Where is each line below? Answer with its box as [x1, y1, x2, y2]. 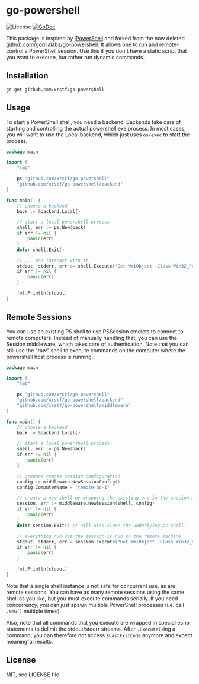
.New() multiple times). [6, 607, 61, 615]
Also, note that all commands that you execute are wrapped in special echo [6, 619, 190, 626]
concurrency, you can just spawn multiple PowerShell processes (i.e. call [6, 601, 185, 608]
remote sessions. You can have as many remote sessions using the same [6, 588, 185, 596]
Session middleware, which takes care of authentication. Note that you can [6, 341, 190, 348]
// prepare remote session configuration [17, 473, 120, 479]
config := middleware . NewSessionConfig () [17, 479, 120, 485]
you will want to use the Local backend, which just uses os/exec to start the [6, 131, 190, 138]
